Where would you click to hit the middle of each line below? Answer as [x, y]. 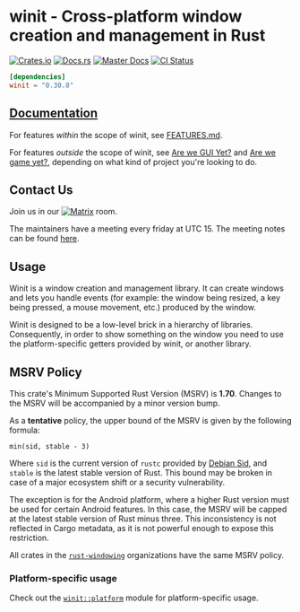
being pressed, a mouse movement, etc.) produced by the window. [133, 308]
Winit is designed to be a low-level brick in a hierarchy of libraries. [131, 325]
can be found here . [44, 239]
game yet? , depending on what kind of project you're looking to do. [133, 162]
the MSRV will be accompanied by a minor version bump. [115, 403]
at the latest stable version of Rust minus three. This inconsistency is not [143, 519]
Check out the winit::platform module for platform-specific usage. [134, 598]
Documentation [54, 114]
